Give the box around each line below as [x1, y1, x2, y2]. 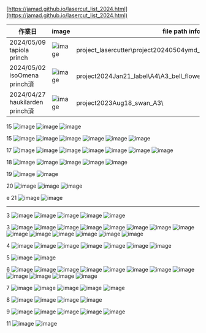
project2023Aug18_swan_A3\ [76, 99, 164, 107]
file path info [162, 27, 201, 36]
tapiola [9, 46, 29, 54]
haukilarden [9, 98, 44, 106]
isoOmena [9, 71, 39, 79]
